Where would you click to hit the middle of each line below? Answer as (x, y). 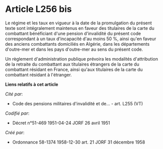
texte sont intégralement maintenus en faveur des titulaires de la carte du (80, 28)
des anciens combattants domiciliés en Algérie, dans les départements (77, 44)
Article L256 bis (38, 9)
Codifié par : (17, 113)
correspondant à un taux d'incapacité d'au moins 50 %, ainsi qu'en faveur (81, 39)
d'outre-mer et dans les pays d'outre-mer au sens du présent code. (74, 49)
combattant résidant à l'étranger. (38, 74)
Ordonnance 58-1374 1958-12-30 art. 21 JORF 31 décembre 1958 (79, 142)
